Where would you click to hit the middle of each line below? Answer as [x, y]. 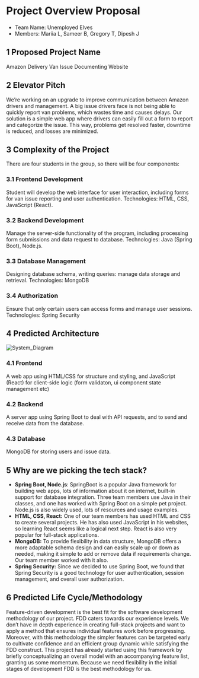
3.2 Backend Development [45, 220]
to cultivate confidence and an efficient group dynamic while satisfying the [97, 643]
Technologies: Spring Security [43, 315]
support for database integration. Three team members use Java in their [103, 497]
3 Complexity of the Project [58, 149]
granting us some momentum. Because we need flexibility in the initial [92, 662]
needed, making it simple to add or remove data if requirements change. [103, 554]
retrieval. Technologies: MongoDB [48, 281]
